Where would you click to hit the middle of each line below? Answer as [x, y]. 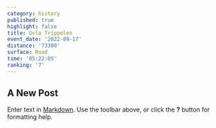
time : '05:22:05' [32, 59]
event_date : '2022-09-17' [44, 39]
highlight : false [32, 26]
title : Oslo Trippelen [40, 33]
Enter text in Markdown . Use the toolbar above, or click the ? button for [108, 110]
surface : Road [28, 53]
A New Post [33, 93]
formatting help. [30, 117]
